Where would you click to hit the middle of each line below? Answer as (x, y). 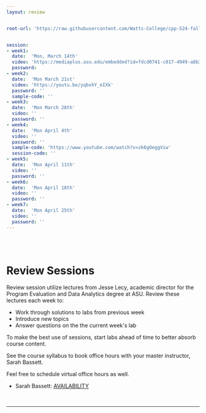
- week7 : (17, 205)
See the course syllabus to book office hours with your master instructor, (98, 356)
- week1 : (17, 51)
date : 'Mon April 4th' (42, 130)
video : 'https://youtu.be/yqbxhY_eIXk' (63, 85)
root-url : (19, 28)
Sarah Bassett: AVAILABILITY (52, 386)
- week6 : (17, 182)
